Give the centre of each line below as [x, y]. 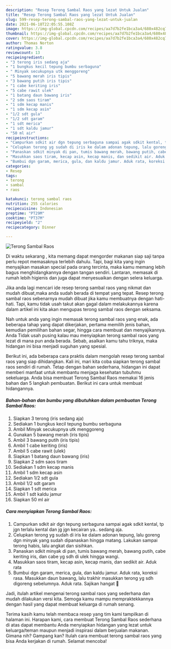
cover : [13, 39]
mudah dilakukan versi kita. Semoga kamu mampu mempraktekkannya [80, 599]
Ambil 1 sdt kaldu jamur [38, 494]
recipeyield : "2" [24, 223]
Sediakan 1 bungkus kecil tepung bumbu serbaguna [67, 424]
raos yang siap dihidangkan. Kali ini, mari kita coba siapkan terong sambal [83, 361]
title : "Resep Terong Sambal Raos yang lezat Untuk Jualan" [71, 15]
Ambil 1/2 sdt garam [34, 483]
